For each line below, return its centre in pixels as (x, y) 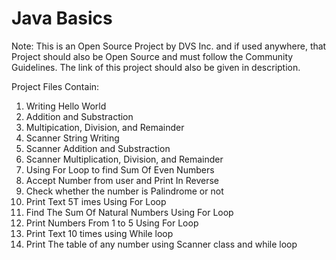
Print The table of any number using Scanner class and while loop (161, 244)
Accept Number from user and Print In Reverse (122, 180)
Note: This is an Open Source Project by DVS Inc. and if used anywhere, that (169, 46)
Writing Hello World (66, 106)
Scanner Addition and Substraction (98, 148)
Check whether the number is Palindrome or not (124, 191)
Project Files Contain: (55, 86)
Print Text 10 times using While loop (99, 233)
